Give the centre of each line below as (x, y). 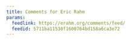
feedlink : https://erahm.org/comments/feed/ (69, 23)
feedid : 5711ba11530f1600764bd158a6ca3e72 (66, 29)
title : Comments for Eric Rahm (46, 12)
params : (16, 17)
